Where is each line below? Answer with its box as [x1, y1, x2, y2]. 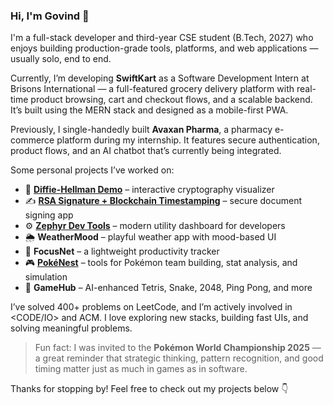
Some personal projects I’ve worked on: [10, 164, 175, 176]
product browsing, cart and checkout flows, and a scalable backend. [30, 94, 313, 106]
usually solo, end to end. [10, 53, 112, 65]
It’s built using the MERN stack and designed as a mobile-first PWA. [10, 104, 289, 116]
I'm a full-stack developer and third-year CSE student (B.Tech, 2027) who [10, 32, 314, 44]
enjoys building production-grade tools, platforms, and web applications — [10, 42, 319, 54]
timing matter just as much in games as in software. [34, 363, 248, 375]
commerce [10, 134, 55, 146]
